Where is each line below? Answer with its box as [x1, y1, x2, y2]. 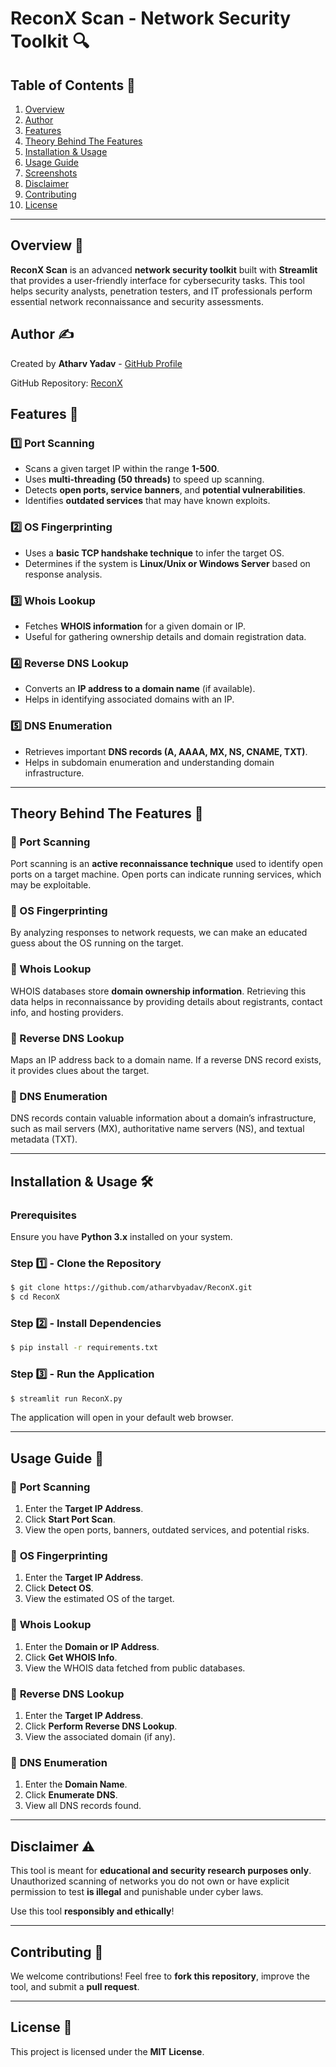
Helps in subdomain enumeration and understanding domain [24, 756, 275, 768]
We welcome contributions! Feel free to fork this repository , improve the [10, 1970, 310, 1982]
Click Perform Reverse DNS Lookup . [24, 1720, 178, 1732]
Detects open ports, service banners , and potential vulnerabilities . [24, 484, 306, 496]
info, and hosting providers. [10, 1006, 124, 1018]
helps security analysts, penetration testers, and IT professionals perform [10, 285, 313, 297]
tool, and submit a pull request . [10, 1980, 140, 1992]
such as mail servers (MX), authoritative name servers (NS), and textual [10, 1123, 305, 1135]
